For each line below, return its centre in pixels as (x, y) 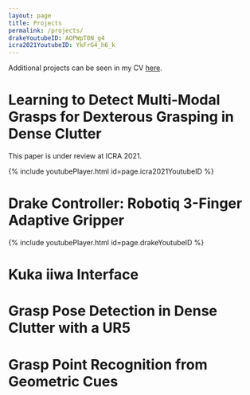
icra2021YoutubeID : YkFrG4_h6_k (62, 45)
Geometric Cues (63, 381)
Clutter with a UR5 (70, 328)
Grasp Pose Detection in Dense (113, 311)
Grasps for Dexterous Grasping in (121, 117)
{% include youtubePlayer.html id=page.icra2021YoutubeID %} (111, 171)
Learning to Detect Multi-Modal (114, 100)
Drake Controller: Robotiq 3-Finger (125, 203)
